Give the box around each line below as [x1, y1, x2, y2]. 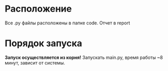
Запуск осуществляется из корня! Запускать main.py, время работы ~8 [5, 54, 163, 60]
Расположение [5, 3, 72, 15]
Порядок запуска [5, 38, 82, 49]
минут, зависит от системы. [5, 59, 66, 66]
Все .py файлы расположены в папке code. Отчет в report [5, 20, 130, 26]
